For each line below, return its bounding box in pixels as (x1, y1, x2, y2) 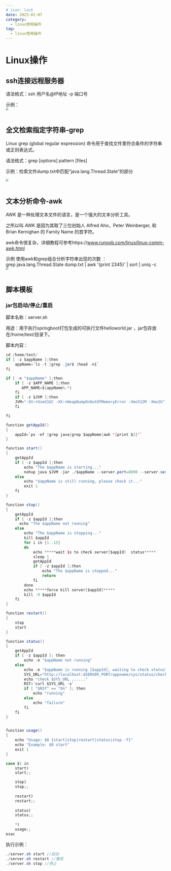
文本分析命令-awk (6, 197, 63, 206)
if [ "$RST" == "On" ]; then (24, 686, 86, 692)
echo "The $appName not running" (19, 521, 90, 526)
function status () (6, 639, 45, 644)
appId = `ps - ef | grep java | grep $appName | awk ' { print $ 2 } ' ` (15, 432, 143, 437)
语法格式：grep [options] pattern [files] (6, 157, 88, 163)
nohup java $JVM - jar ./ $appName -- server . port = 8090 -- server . (24, 469, 160, 474)
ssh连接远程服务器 (6, 76, 64, 85)
